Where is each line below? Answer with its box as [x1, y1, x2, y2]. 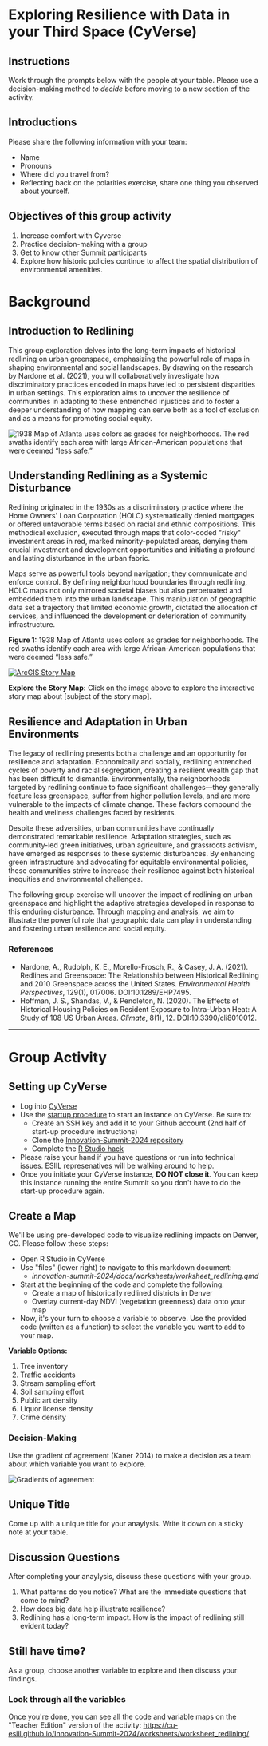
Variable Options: [8, 1346, 68, 1355]
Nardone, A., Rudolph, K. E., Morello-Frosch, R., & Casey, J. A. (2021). [19, 962, 249, 971]
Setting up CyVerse [8, 1080, 108, 1093]
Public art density [19, 1395, 78, 1405]
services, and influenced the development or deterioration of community [8, 611, 247, 621]
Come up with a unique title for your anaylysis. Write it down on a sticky [8, 1519, 244, 1529]
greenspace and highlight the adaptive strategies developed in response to [8, 899, 255, 908]
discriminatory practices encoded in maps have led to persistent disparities [8, 379, 256, 389]
